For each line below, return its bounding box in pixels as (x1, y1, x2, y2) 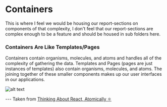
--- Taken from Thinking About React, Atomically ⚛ (5, 96, 112, 102)
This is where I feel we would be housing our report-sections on (5, 20, 138, 26)
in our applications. (5, 77, 45, 83)
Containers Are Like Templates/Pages (5, 43, 100, 50)
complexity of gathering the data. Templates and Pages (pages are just (5, 61, 153, 67)
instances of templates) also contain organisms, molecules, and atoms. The (5, 66, 162, 72)
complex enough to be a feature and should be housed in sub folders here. (5, 31, 161, 37)
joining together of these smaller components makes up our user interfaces (5, 71, 162, 77)
